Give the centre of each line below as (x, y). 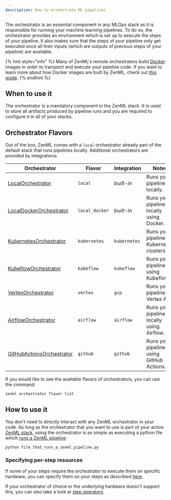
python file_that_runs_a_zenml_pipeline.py (52, 448)
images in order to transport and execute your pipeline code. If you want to (84, 67)
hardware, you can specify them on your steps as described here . (74, 477)
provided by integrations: (32, 156)
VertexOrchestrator (31, 293)
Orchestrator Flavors (39, 133)
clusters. (156, 251)
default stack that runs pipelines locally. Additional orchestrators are (77, 150)
